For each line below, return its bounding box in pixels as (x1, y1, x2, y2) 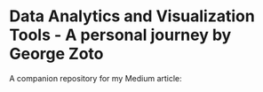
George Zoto (9, 44, 104, 64)
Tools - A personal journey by (9, 25, 232, 45)
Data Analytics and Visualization (9, 6, 255, 27)
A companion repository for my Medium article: (9, 73, 182, 83)
